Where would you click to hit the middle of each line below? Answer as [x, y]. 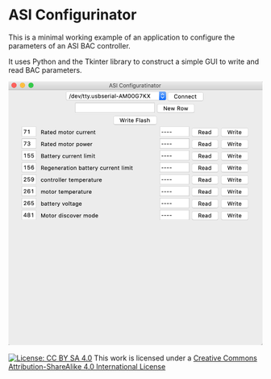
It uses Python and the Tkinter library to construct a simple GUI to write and [134, 61]
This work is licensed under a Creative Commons [176, 358]
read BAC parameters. [45, 69]
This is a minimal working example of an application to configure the [122, 37]
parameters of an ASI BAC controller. [69, 45]
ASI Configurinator [73, 15]
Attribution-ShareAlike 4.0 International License [87, 366]
